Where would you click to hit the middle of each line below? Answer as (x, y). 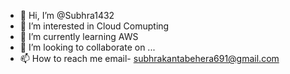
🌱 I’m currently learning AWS (79, 36)
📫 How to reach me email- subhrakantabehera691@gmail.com (149, 58)
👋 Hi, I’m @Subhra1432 (67, 15)
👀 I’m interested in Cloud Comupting (94, 26)
